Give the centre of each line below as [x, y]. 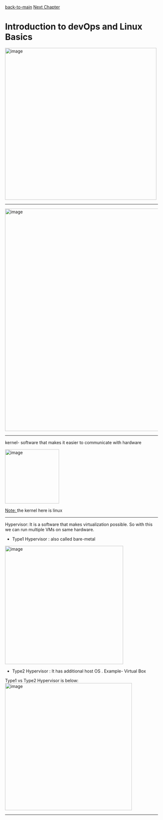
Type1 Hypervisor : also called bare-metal [54, 539]
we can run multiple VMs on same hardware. [50, 529]
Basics [19, 37]
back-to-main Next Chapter [33, 7]
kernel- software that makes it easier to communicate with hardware [73, 442]
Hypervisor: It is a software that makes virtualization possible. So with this [79, 524]
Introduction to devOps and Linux [74, 27]
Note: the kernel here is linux [34, 510]
